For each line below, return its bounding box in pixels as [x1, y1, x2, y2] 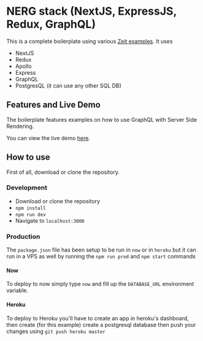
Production [6, 232, 40, 241]
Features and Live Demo [6, 100, 101, 110]
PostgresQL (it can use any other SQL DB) [15, 81, 121, 89]
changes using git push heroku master [6, 328, 105, 335]
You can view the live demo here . [6, 134, 91, 141]
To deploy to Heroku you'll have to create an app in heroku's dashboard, [6, 314, 189, 322]
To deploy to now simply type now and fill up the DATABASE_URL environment [6, 280, 194, 288]
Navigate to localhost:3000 [15, 217, 85, 224]
